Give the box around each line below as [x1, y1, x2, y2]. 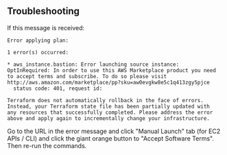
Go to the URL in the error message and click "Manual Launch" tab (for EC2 [7, 127, 221, 135]
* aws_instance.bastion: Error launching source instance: [7, 61, 180, 68]
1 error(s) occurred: [7, 49, 69, 56]
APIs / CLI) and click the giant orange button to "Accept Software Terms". [7, 134, 215, 143]
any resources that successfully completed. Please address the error [7, 109, 213, 116]
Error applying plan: [7, 37, 69, 44]
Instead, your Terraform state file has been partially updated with [7, 103, 211, 110]
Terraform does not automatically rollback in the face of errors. [7, 97, 204, 104]
